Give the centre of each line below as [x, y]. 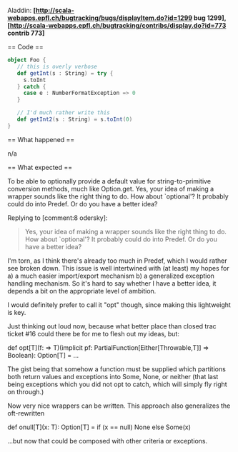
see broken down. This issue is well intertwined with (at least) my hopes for [119, 268]
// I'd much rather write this [64, 113]
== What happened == [41, 139]
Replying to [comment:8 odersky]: [58, 218]
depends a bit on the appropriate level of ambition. [82, 291]
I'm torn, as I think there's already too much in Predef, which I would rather [117, 261]
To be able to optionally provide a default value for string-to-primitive [109, 181]
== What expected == [40, 167]
